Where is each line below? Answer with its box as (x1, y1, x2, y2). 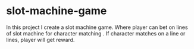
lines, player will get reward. (6, 36, 75, 43)
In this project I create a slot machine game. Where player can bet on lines (6, 24, 189, 31)
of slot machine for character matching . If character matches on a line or (6, 30, 186, 37)
